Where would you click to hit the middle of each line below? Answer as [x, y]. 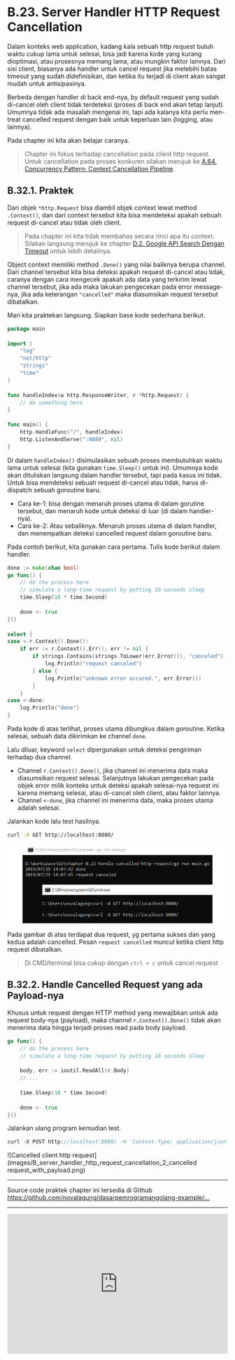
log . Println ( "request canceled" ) [93, 664]
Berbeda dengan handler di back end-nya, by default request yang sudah [113, 97]
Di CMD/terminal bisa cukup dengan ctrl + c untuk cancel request [121, 963]
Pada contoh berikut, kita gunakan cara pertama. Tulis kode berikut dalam [114, 547]
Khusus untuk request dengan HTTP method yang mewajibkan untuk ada [113, 1012]
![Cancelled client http [39, 1155]
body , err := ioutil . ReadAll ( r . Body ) [75, 1071]
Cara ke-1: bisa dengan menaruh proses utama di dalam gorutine [111, 503]
